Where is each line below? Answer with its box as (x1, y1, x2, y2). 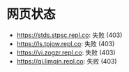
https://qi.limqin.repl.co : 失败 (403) (16, 57, 117, 65)
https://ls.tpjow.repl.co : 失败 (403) (16, 39, 115, 48)
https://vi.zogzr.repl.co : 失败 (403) (16, 48, 116, 57)
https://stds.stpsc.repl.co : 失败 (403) (16, 31, 123, 39)
